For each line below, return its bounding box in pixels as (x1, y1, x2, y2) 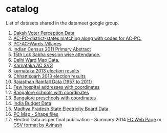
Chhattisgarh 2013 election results (13, 73, 86, 79)
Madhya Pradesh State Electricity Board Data (13, 105, 109, 112)
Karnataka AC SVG (13, 62, 53, 68)
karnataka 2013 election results (13, 67, 80, 74)
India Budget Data (13, 100, 52, 106)
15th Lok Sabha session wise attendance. (13, 51, 100, 58)
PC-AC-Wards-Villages (13, 40, 62, 46)
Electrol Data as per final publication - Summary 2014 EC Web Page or (13, 116, 162, 122)
